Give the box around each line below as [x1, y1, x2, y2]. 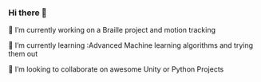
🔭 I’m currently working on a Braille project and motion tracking [8, 25, 216, 35]
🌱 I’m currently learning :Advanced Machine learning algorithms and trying [8, 41, 254, 50]
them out [8, 49, 38, 59]
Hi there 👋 [8, 7, 48, 18]
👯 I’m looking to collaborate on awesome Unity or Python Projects [8, 64, 224, 74]
